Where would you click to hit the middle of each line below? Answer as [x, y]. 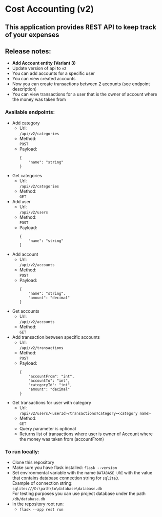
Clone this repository [33, 462]
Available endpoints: [30, 112]
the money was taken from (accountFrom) [62, 439]
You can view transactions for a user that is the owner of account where [85, 94]
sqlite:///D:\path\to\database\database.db [57, 489]
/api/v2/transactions [41, 348]
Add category [26, 123]
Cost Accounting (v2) [50, 9]
